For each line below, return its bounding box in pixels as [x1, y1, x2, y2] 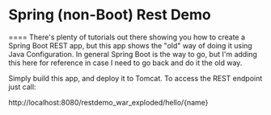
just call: [8, 82, 36, 92]
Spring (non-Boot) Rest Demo [8, 6, 212, 24]
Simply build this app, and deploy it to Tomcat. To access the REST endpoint [8, 73, 263, 83]
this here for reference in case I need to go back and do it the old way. [8, 58, 243, 68]
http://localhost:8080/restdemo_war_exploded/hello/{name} [8, 97, 209, 107]
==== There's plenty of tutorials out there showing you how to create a [8, 32, 245, 42]
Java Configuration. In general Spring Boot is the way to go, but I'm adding [8, 49, 257, 59]
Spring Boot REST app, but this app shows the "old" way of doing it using [8, 40, 252, 50]
